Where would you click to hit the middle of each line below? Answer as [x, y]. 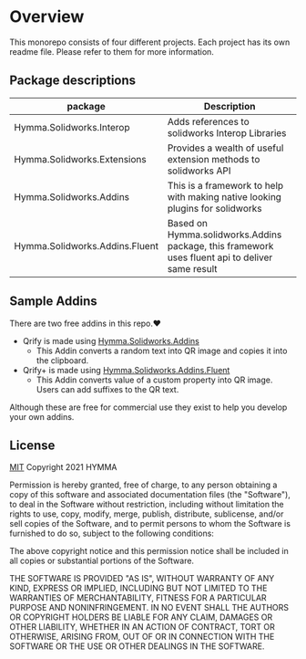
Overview [47, 17]
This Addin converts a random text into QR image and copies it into [162, 350]
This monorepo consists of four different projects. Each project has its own [150, 42]
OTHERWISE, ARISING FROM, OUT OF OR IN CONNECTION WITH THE [142, 637]
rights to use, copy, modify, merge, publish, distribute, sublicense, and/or [147, 514]
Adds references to [209, 121]
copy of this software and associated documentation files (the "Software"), [150, 495]
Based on [187, 223]
